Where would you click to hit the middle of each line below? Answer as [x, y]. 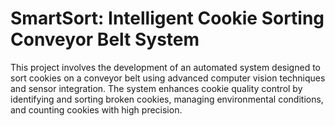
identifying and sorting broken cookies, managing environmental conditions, [167, 99]
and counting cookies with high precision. [96, 109]
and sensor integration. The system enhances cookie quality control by [156, 88]
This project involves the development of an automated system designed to [165, 67]
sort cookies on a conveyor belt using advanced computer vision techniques [168, 78]
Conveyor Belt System [105, 39]
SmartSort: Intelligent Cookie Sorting [167, 18]
